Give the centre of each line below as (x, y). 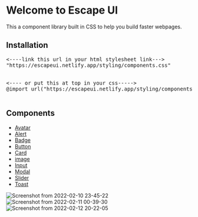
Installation (27, 45)
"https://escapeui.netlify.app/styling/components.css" (88, 65)
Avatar (22, 127)
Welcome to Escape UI (62, 10)
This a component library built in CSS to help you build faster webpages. (94, 27)
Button (23, 146)
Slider (22, 177)
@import (17, 89)
